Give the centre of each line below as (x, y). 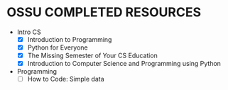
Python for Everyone (58, 47)
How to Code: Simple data (66, 79)
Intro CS (29, 32)
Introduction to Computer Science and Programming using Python (124, 64)
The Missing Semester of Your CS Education (92, 56)
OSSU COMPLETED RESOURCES (104, 12)
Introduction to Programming (70, 39)
